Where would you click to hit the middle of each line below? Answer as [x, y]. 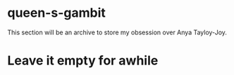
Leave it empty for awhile [83, 61]
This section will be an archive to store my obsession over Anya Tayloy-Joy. [117, 32]
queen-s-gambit [56, 13]
